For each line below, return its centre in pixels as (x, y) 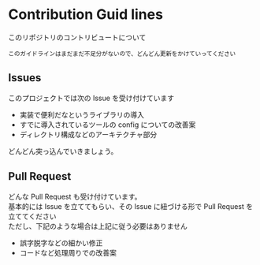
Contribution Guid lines (86, 15)
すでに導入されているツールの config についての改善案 (108, 125)
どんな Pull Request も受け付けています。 (75, 196)
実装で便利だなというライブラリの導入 (82, 114)
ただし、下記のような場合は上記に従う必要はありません (98, 226)
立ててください (32, 216)
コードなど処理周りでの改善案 (68, 252)
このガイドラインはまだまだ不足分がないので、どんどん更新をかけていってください (122, 54)
